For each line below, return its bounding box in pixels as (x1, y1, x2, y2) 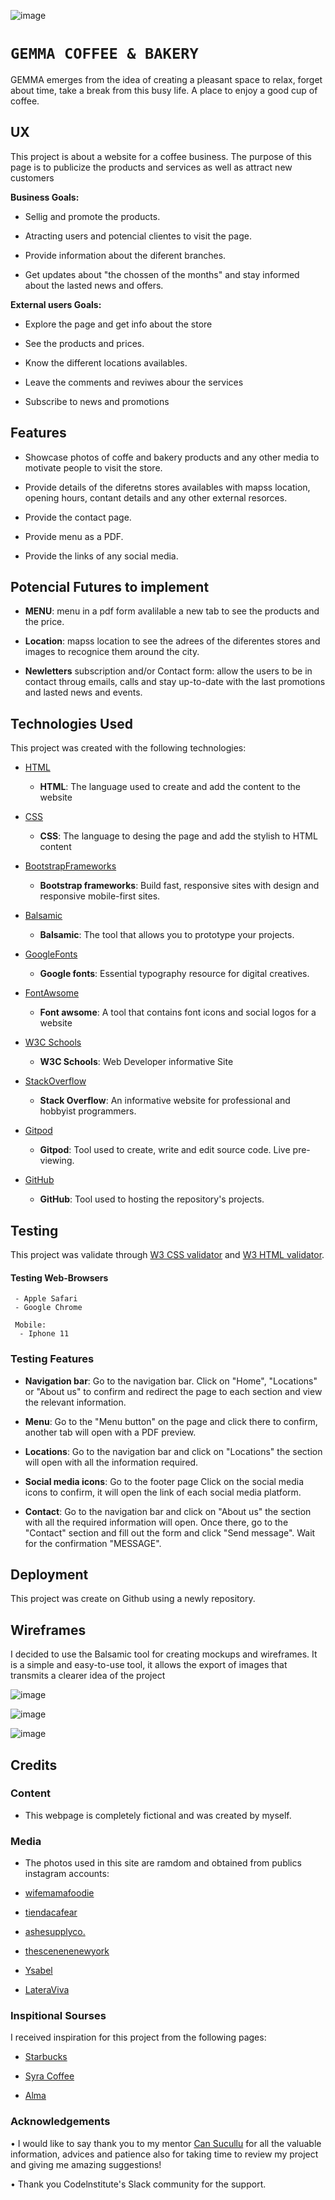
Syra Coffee (24, 2070, 75, 2082)
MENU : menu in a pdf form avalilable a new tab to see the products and (24, 605, 320, 617)
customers (10, 171, 55, 184)
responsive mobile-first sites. (39, 890, 161, 902)
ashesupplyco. (24, 1926, 86, 1938)
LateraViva (24, 1984, 70, 1996)
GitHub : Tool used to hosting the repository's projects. (39, 1193, 265, 1205)
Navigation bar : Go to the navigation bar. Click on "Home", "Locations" (24, 1375, 318, 1387)
